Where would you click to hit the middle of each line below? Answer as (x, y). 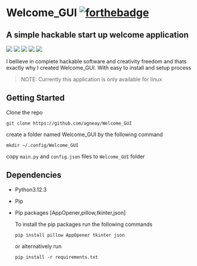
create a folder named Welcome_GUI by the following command (84, 134)
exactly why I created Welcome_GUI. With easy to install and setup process (99, 68)
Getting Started (36, 98)
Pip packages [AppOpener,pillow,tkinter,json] (70, 212)
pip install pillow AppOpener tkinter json (70, 235)
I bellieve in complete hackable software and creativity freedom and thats (96, 61)
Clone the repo (24, 112)
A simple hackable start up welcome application (98, 35)
